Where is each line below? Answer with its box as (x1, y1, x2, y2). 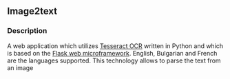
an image (7, 63, 34, 71)
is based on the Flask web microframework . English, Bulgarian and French (7, 49, 218, 57)
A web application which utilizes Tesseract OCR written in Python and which (7, 41, 224, 50)
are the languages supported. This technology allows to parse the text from (7, 56, 222, 65)
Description (7, 26, 48, 36)
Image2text (7, 5, 58, 17)
